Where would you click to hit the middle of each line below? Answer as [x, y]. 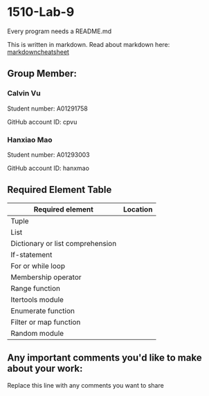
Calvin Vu [24, 93]
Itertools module [37, 299]
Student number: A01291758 [48, 109]
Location [138, 209]
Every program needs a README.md [60, 31]
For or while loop [38, 265]
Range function [36, 288]
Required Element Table [60, 190]
